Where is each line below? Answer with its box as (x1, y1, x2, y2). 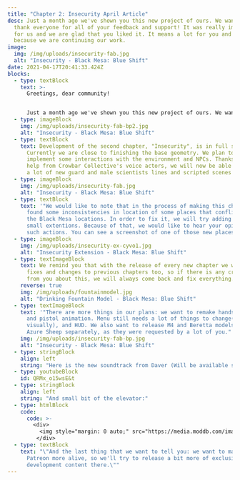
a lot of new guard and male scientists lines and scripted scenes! (26, 169, 235, 176)
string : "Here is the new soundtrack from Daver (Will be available (20, 361, 229, 369)
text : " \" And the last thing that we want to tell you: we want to (20, 448, 225, 455)
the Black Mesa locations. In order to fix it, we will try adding (26, 216, 232, 223)
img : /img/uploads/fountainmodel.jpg (20, 289, 133, 296)
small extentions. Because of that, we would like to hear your (26, 222, 222, 229)
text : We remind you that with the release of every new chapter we (20, 262, 229, 269)
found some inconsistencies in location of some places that (26, 209, 213, 216)
